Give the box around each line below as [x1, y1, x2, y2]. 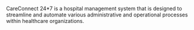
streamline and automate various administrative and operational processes [6, 11, 188, 18]
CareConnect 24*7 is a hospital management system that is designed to [6, 5, 182, 12]
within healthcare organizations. [6, 18, 85, 24]
